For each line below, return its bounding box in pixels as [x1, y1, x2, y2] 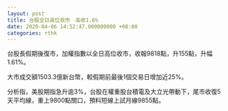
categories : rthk [7, 29, 58, 37]
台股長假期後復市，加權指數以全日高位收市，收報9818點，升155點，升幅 [7, 49, 213, 58]
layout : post [7, 10, 45, 17]
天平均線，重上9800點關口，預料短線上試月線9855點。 [7, 96, 165, 105]
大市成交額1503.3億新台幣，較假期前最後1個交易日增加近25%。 [7, 73, 188, 81]
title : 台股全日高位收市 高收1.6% [7, 17, 98, 24]
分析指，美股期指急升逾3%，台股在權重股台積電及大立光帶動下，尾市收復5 [7, 87, 221, 96]
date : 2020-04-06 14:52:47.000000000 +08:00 [7, 23, 138, 30]
